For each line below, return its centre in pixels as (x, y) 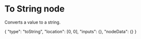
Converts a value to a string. (33, 22)
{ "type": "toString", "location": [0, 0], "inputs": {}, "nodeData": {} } (70, 31)
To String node (35, 9)
